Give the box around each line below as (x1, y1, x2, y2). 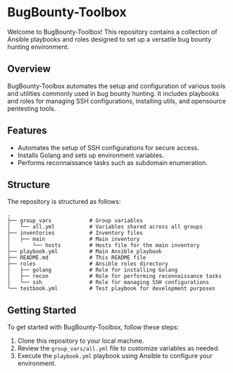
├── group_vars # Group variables (7, 217, 143, 224)
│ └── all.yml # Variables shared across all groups (7, 224, 203, 231)
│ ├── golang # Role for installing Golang (7, 267, 178, 274)
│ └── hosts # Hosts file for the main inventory (7, 242, 200, 249)
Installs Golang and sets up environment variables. (17, 151, 164, 159)
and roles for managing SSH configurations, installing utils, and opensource (7, 97, 227, 105)
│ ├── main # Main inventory (7, 236, 140, 243)
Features (7, 125, 47, 137)
